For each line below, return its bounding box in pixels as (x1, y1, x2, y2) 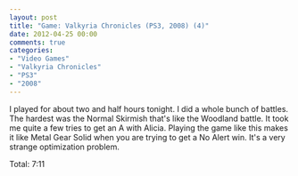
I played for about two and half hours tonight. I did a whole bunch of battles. (9, 103, 288, 114)
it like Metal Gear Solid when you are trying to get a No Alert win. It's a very (9, 132, 286, 142)
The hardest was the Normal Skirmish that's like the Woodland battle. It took (9, 113, 289, 124)
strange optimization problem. (9, 141, 120, 152)
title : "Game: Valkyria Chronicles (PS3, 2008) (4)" (9, 21, 210, 30)
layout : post (9, 12, 58, 22)
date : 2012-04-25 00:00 (9, 29, 98, 38)
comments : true (9, 37, 66, 47)
